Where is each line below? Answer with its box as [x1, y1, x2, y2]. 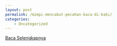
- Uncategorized [14, 21, 48, 26]
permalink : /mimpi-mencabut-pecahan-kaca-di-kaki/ [5, 12, 113, 17]
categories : [5, 16, 30, 21]
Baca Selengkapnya [5, 35, 46, 41]
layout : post [5, 7, 32, 12]
